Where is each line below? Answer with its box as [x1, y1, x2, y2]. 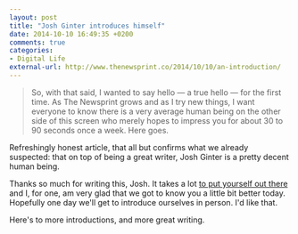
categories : [9, 46, 54, 55]
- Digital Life [9, 54, 66, 63]
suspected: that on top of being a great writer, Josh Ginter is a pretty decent [9, 151, 290, 162]
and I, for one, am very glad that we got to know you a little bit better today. [9, 188, 286, 198]
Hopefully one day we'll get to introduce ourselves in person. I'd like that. [9, 197, 278, 207]
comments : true [9, 37, 66, 47]
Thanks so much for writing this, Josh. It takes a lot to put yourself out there [9, 178, 288, 189]
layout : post [9, 12, 58, 22]
